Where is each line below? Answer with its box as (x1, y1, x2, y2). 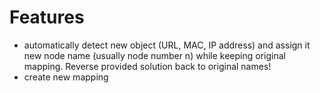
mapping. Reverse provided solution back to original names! (23, 60, 272, 72)
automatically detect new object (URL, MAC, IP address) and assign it (23, 39, 311, 51)
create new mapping (23, 71, 109, 83)
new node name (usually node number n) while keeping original (23, 49, 286, 61)
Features (9, 6, 85, 29)
